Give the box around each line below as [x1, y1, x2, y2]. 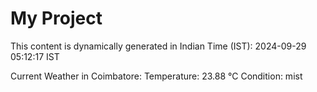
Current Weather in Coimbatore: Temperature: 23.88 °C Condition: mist [10, 70, 303, 82]
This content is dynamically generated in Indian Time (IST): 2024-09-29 [10, 40, 307, 52]
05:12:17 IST [10, 50, 60, 62]
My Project [10, 7, 103, 30]
